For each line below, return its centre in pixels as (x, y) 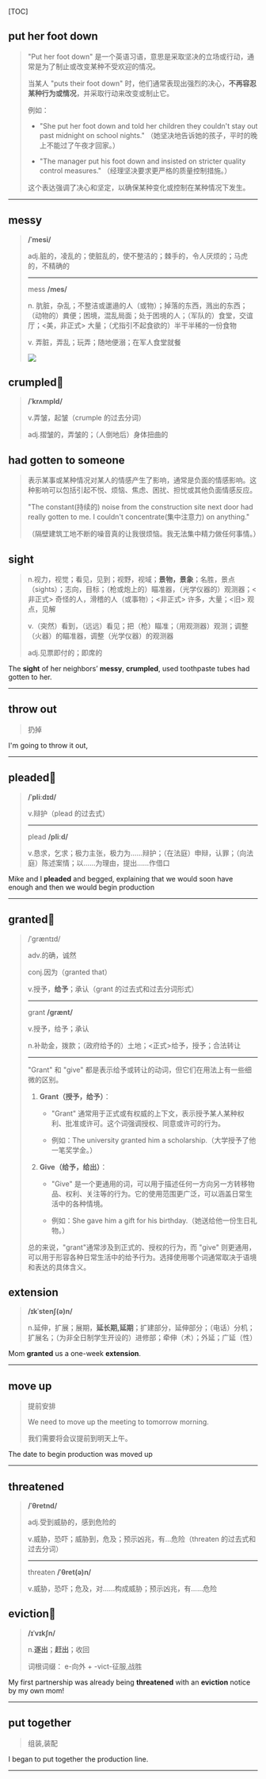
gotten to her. (30, 677)
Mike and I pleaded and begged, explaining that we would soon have (121, 878)
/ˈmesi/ (39, 239)
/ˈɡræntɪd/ (44, 939)
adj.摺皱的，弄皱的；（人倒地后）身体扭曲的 (98, 435)
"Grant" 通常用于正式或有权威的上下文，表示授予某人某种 (144, 1113)
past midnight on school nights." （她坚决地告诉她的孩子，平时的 (145, 135)
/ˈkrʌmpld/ (45, 402)
